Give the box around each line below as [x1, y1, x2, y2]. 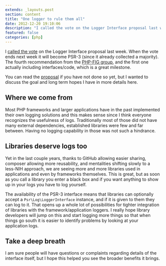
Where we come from [5, 94, 73, 102]
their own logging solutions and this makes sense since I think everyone [5, 112, 152, 118]
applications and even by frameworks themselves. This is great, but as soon [5, 171, 160, 177]
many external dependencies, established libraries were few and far [5, 122, 143, 128]
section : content [5, 12, 41, 17]
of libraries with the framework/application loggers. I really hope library [5, 207, 150, 213]
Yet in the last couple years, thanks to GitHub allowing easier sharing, [5, 155, 147, 161]
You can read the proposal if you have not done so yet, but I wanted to [5, 74, 148, 80]
